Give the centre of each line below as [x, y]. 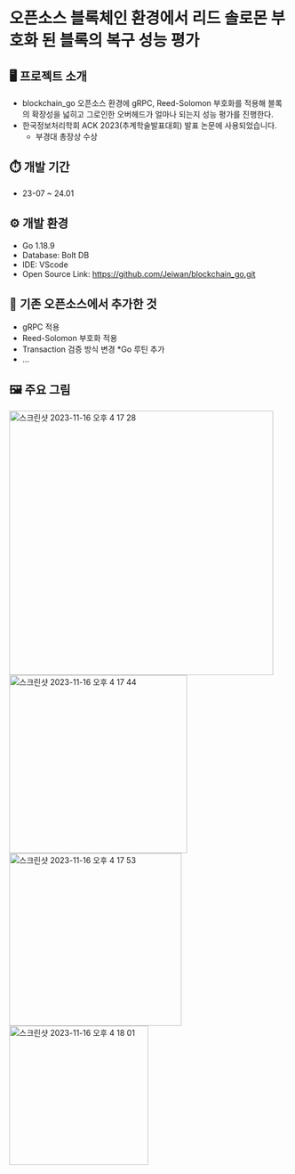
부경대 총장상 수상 [66, 136]
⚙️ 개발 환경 [39, 224]
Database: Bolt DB [56, 255]
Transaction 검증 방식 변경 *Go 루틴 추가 [93, 349]
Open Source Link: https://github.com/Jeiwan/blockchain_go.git [139, 273]
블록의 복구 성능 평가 [129, 41]
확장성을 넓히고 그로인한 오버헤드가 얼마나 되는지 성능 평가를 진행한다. [152, 114]
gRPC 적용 [41, 327]
